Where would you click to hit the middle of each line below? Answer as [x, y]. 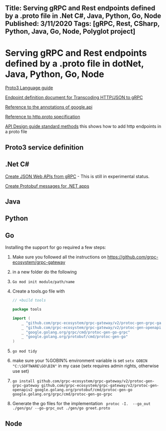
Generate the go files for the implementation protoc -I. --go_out [82, 404]
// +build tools [29, 301]
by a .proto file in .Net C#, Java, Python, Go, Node [83, 16]
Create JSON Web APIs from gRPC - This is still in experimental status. [77, 176]
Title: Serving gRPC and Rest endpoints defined [80, 8]
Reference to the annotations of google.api [49, 107]
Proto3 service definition [44, 147]
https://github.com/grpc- [133, 257]
